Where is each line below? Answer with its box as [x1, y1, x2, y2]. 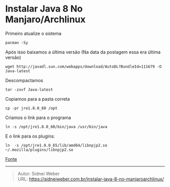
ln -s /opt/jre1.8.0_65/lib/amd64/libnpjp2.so [5, 143, 108, 148]
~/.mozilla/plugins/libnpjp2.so [5, 147, 73, 152]
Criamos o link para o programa [5, 114, 71, 120]
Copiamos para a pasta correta [5, 96, 70, 102]
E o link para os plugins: [5, 133, 55, 139]
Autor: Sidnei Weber [17, 170, 60, 176]
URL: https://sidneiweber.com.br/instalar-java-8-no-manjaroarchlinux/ [17, 176, 164, 182]
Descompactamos [5, 77, 44, 83]
